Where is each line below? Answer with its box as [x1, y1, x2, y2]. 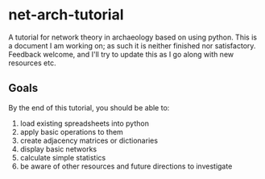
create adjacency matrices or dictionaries [19, 135, 159, 145]
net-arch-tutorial [8, 6, 124, 24]
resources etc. [8, 58, 56, 68]
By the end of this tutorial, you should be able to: [8, 102, 170, 112]
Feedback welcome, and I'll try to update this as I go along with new [8, 49, 234, 59]
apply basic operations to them [19, 127, 123, 136]
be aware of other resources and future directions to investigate [19, 161, 233, 171]
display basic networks [19, 144, 97, 154]
